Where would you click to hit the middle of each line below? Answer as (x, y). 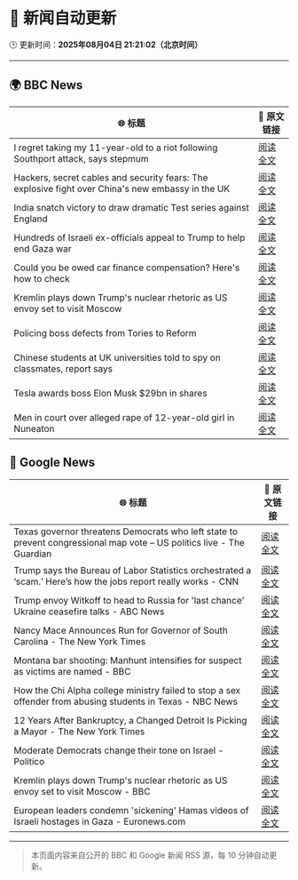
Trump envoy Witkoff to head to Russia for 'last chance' (129, 600)
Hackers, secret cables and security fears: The (111, 177)
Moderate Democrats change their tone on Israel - (119, 750)
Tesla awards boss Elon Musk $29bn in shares (110, 393)
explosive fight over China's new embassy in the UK (122, 188)
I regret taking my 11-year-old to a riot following (116, 148)
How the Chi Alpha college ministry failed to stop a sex (127, 690)
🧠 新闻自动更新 (63, 18)
